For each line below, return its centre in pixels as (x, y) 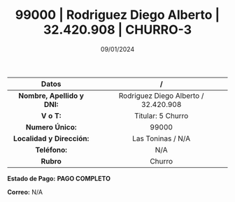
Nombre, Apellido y (51, 96)
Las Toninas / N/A (162, 138)
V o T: (51, 115)
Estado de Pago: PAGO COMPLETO (59, 178)
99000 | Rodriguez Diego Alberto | (117, 15)
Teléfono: (51, 150)
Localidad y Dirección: (51, 138)
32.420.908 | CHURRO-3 (117, 30)
